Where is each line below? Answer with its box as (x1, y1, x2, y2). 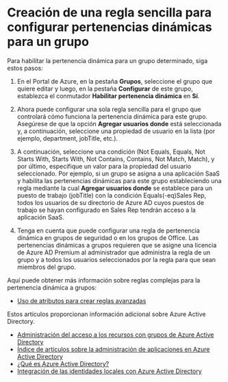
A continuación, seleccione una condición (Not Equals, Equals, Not (16, 147, 205, 156)
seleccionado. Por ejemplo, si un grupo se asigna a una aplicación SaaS (16, 169, 220, 178)
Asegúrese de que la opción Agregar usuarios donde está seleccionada (16, 119, 222, 128)
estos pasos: (7, 64, 43, 72)
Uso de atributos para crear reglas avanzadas (16, 296, 147, 305)
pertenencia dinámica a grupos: (7, 283, 97, 291)
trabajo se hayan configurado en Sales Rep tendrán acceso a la (16, 206, 197, 214)
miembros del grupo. (16, 263, 77, 271)
